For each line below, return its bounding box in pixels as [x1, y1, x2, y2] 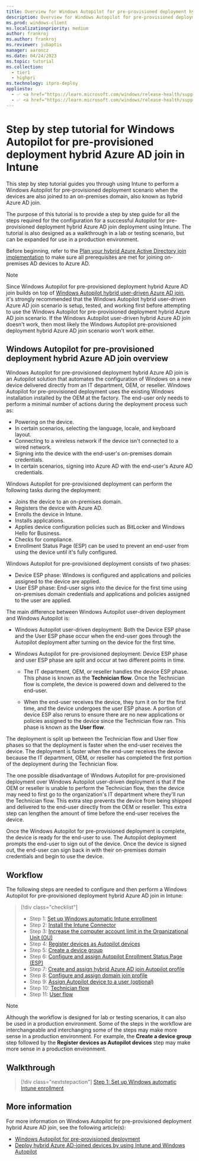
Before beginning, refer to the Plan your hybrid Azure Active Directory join [6, 247, 187, 254]
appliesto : [6, 86, 33, 92]
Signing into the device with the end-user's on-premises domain [14, 450, 172, 457]
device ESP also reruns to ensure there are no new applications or [23, 711, 185, 718]
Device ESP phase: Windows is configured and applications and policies [14, 572, 191, 579]
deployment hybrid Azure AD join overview [6, 353, 169, 363]
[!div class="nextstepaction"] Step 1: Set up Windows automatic [20, 1078, 177, 1085]
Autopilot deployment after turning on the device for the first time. [14, 639, 176, 646]
